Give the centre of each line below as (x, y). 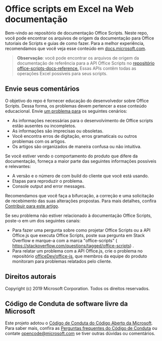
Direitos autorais (31, 277)
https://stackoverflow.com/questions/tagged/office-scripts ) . (73, 246)
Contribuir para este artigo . (32, 206)
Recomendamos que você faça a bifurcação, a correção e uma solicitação (80, 195)
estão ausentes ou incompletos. (44, 126)
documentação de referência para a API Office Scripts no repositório (86, 63)
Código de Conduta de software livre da (66, 304)
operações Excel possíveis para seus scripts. (62, 73)
